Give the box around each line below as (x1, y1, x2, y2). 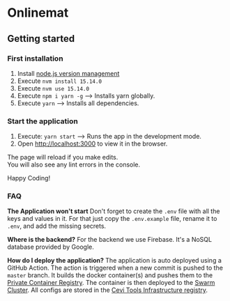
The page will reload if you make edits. (7, 153, 118, 162)
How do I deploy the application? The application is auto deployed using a (7, 256, 222, 265)
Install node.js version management (17, 69, 120, 77)
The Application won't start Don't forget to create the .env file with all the (7, 207, 220, 215)
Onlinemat (7, 5, 69, 21)
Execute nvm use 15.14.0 (17, 84, 89, 92)
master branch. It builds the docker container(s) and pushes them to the (7, 271, 213, 279)
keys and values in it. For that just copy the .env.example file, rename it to (7, 215, 217, 223)
